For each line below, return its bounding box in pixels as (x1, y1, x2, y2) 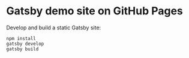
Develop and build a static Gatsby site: (6, 24, 101, 31)
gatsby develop (6, 41, 44, 47)
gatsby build (6, 46, 39, 52)
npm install (6, 35, 36, 41)
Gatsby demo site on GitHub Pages (6, 4, 183, 18)
